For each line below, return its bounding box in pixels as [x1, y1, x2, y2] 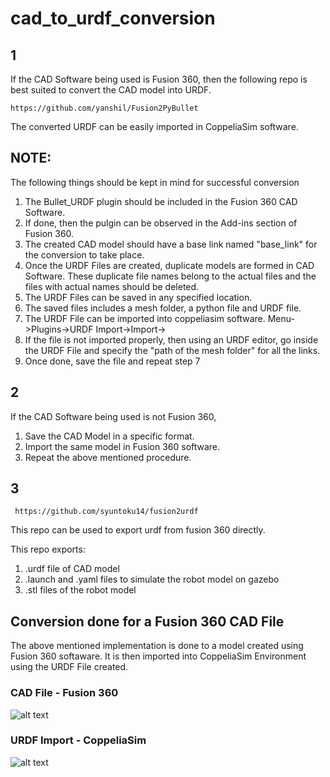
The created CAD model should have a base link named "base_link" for [24, 238, 318, 250]
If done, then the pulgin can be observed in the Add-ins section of [24, 217, 298, 229]
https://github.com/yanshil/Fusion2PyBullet [10, 103, 199, 113]
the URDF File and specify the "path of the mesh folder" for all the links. [24, 344, 321, 356]
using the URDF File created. [10, 661, 129, 673]
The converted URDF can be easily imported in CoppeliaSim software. [10, 121, 299, 132]
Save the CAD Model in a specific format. [24, 430, 195, 442]
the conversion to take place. [24, 248, 145, 261]
